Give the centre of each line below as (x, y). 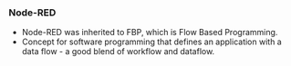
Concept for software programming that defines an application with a (151, 42)
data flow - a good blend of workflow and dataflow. (118, 52)
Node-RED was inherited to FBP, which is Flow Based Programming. (150, 33)
